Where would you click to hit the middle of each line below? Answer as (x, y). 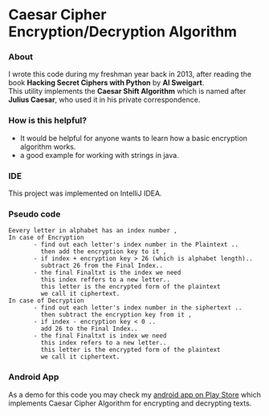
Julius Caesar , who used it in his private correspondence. (104, 100)
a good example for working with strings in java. (99, 155)
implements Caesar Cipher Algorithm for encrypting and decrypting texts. (130, 403)
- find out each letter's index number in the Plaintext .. (136, 245)
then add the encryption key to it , (104, 252)
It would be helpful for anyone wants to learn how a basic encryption (133, 138)
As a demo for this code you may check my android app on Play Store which (134, 394)
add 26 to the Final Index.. (89, 329)
